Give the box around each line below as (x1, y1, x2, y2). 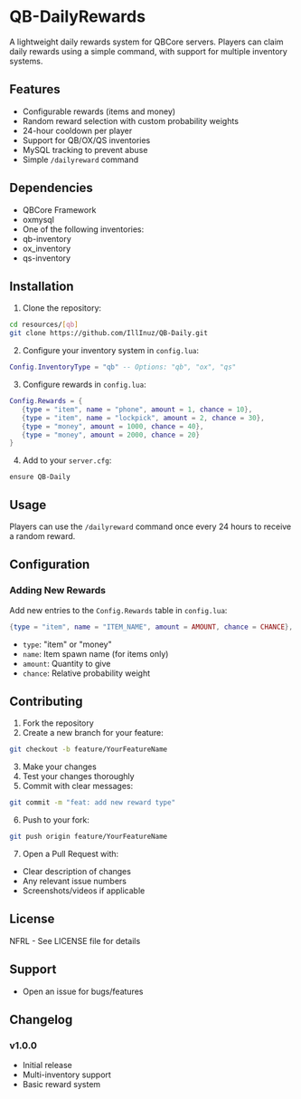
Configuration (9, 557, 90, 573)
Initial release (22, 1060, 72, 1071)
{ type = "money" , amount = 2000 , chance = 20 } (21, 430, 201, 439)
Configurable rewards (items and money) (22, 106, 176, 117)
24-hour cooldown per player (22, 125, 133, 136)
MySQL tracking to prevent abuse (22, 144, 148, 155)
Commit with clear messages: (22, 781, 134, 792)
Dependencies (9, 180, 93, 196)
